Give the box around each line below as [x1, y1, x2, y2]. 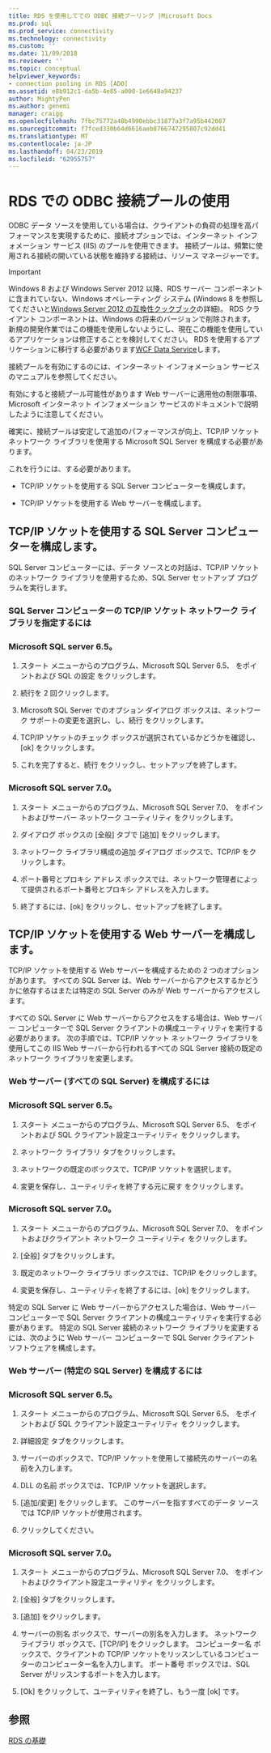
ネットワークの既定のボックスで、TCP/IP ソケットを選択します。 [19, 1164, 236, 1174]
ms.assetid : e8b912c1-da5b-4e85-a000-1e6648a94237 [8, 87, 183, 96]
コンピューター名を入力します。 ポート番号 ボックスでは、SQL [41, 1659, 251, 1669]
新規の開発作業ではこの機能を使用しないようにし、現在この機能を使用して [8, 325, 256, 334]
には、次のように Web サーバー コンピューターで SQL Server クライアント [8, 1333, 256, 1342]
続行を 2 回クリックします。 [19, 688, 113, 698]
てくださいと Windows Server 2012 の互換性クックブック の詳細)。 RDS [8, 304, 244, 314]
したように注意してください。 [8, 410, 108, 419]
